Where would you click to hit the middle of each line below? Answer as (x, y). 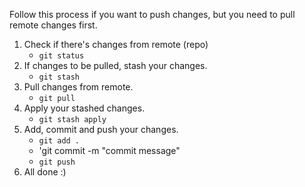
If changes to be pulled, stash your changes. (115, 65)
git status (61, 56)
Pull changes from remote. (78, 87)
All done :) (45, 172)
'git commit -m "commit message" (109, 150)
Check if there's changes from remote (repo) (116, 44)
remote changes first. (53, 25)
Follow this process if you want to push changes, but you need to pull (152, 14)
